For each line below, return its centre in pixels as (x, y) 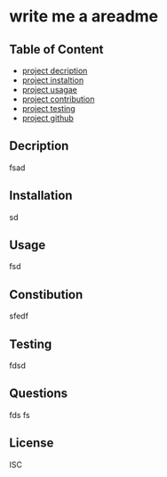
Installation (41, 196)
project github (48, 118)
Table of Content (56, 49)
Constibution (46, 295)
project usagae (50, 90)
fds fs (20, 415)
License (32, 443)
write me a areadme (84, 16)
